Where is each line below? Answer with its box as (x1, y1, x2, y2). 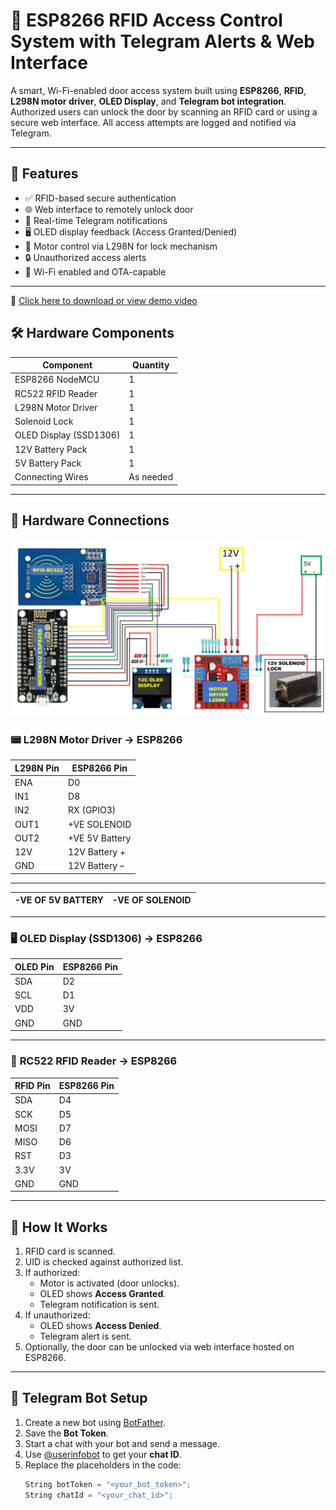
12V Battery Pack (14, 443, 88, 455)
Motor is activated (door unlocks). (39, 1277, 180, 1289)
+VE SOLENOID (68, 818, 132, 830)
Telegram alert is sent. (39, 1330, 132, 1343)
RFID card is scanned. (24, 1245, 116, 1258)
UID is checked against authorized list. (24, 1256, 184, 1268)
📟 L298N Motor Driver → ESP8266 (10, 732, 183, 746)
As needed (128, 471, 174, 483)
